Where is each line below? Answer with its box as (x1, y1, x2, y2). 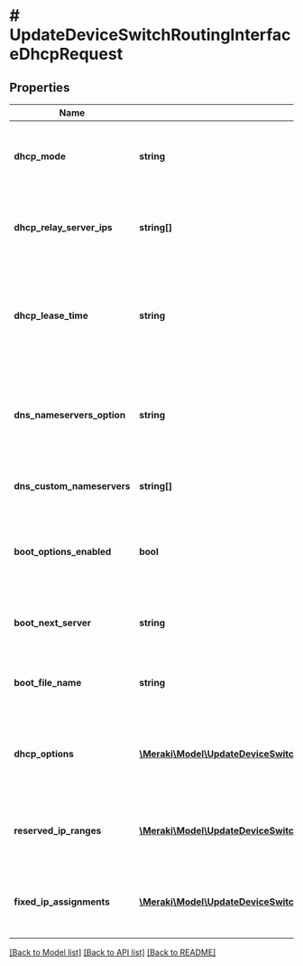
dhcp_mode (14, 150, 66, 163)
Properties (9, 80, 70, 95)
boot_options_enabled (14, 546, 112, 558)
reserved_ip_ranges (14, 824, 102, 837)
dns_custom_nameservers (14, 480, 131, 492)
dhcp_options (14, 747, 74, 760)
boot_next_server (14, 616, 92, 629)
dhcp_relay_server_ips (14, 221, 113, 233)
